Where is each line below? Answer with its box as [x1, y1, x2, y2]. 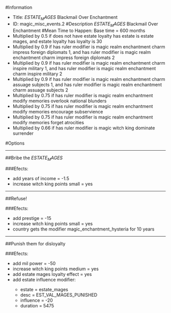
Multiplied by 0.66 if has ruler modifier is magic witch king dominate [12, 125, 155, 131]
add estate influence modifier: [12, 277, 76, 283]
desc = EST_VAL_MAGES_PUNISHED [20, 292, 98, 298]
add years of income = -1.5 [12, 176, 70, 182]
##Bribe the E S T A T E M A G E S [5, 155, 63, 162]
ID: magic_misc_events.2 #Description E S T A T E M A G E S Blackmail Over [12, 20, 159, 28]
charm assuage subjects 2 [12, 87, 69, 93]
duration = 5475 [20, 303, 54, 309]
